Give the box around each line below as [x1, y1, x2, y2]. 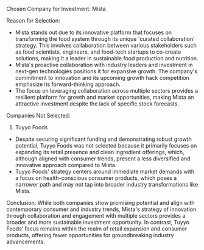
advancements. [6, 238, 46, 245]
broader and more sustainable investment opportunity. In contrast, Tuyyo [6, 219, 190, 226]
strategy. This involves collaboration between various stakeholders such [15, 42, 197, 49]
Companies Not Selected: [6, 112, 71, 119]
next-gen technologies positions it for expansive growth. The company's [15, 68, 198, 75]
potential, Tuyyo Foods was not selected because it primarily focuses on [15, 142, 197, 149]
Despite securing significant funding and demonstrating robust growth [15, 135, 192, 143]
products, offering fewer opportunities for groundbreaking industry [6, 232, 174, 238]
